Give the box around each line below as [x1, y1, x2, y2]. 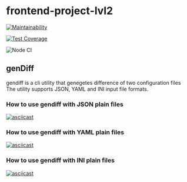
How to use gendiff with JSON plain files [6, 100, 123, 108]
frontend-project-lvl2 [6, 4, 113, 18]
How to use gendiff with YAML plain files [6, 128, 125, 136]
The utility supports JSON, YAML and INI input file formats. [6, 85, 149, 92]
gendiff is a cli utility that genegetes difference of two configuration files [6, 79, 181, 86]
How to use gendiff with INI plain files [6, 156, 115, 164]
